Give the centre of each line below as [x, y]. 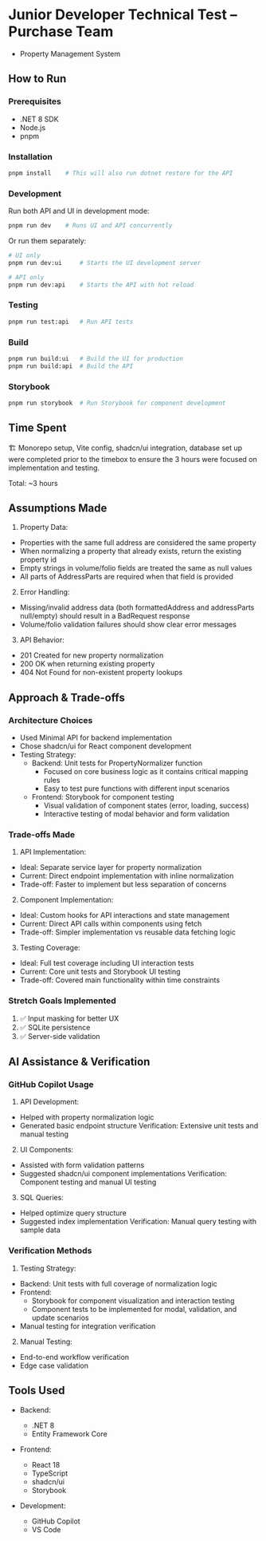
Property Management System [70, 53]
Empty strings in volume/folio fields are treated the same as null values [136, 568]
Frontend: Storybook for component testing [103, 797]
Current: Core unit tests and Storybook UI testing [100, 972]
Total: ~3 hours [33, 483]
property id [38, 559]
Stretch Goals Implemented [63, 1001]
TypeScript [50, 1473]
